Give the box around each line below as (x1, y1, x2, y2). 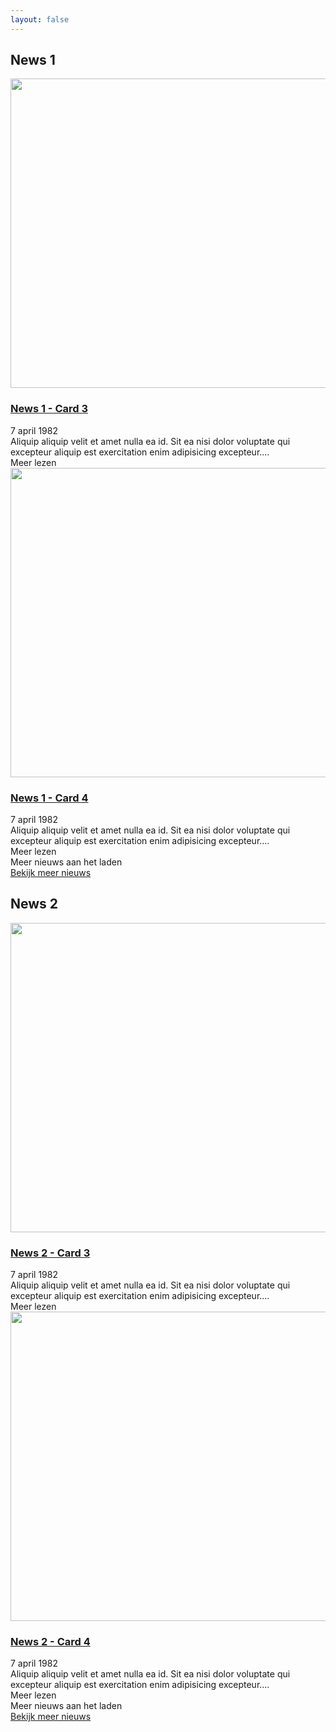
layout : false (10, 14, 70, 25)
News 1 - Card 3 (10, 402, 88, 416)
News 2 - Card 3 (10, 1246, 91, 1260)
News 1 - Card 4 (10, 791, 89, 805)
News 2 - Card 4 (10, 1635, 91, 1649)
